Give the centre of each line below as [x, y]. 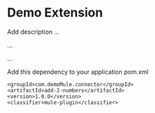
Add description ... [33, 32]
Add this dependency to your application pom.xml [78, 72]
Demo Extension [55, 13]
